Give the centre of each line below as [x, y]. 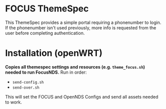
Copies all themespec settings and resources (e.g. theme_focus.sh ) [75, 67]
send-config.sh [28, 82]
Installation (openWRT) [54, 53]
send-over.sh [26, 88]
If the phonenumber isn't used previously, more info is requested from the [81, 27]
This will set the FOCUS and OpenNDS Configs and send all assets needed [82, 97]
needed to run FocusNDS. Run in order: [46, 72]
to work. [14, 102]
